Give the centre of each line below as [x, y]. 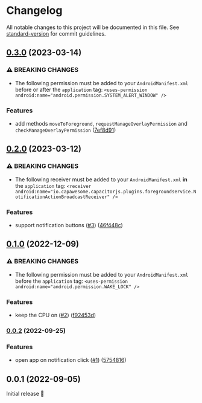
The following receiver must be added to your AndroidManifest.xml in [101, 179]
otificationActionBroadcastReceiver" [62, 197]
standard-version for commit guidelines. [56, 33]
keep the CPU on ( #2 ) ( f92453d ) [55, 315]
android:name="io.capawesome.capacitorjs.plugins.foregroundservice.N [106, 192]
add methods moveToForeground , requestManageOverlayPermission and [101, 123]
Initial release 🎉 [25, 393]
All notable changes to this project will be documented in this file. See [93, 27]
